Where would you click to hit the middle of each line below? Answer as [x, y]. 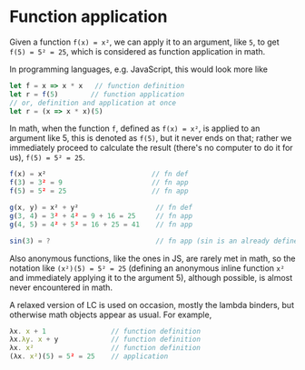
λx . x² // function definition [105, 348]
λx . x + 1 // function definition [105, 331]
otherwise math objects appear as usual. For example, [111, 315]
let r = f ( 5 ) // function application [97, 94]
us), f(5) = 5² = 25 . [48, 157]
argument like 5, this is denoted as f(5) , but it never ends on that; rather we [151, 138]
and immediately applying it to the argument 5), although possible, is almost [151, 277]
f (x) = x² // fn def [99, 175]
